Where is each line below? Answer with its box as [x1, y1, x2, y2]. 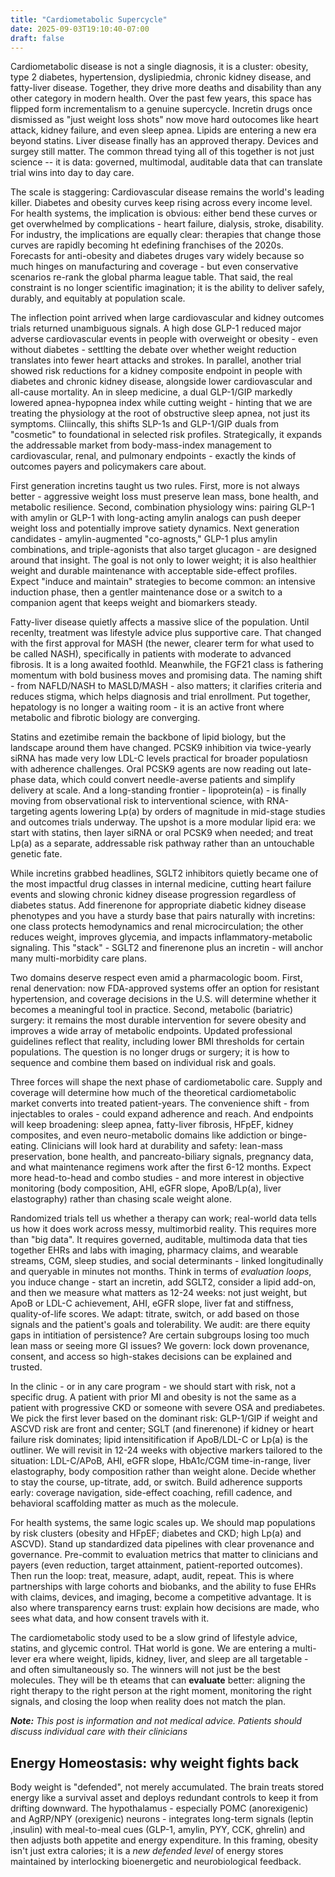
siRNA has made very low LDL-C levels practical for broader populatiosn [10, 752, 308, 765]
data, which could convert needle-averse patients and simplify [38, 774, 296, 786]
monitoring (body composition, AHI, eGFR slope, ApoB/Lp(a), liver [10, 1182, 282, 1195]
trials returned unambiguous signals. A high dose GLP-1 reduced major [10, 322, 302, 335]
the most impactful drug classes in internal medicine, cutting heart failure [10, 878, 312, 890]
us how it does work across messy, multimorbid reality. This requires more [10, 1223, 317, 1235]
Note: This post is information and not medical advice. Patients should [10, 1715, 302, 1727]
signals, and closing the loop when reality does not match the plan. [10, 1696, 287, 1708]
